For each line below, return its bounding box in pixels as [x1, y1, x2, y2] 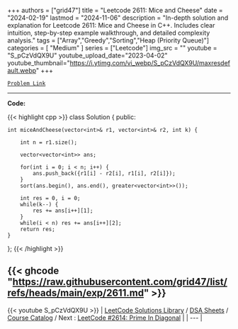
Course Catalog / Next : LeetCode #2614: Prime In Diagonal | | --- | [7, 313, 203, 322]
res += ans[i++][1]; [33, 207, 93, 214]
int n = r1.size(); [20, 139, 78, 146]
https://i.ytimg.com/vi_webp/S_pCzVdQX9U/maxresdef [69, 59, 230, 67]
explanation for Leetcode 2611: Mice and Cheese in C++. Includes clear [7, 21, 215, 29]
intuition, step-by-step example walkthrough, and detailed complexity [7, 28, 210, 37]
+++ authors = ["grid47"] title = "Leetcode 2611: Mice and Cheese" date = [7, 6, 223, 14]
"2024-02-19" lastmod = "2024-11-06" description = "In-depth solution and [7, 13, 229, 22]
